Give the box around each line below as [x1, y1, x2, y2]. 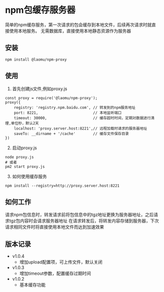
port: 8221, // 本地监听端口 [14, 110, 122, 115]
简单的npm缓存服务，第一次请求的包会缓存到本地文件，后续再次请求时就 [5, 22, 152, 28]
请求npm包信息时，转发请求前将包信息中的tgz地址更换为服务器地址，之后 [5, 212, 154, 218]
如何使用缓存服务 [12, 173, 47, 179]
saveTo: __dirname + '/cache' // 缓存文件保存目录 [14, 131, 129, 136]
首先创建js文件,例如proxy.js [12, 86, 68, 92]
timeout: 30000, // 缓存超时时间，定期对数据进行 [14, 115, 151, 121]
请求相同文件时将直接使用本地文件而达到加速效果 [5, 224, 104, 230]
